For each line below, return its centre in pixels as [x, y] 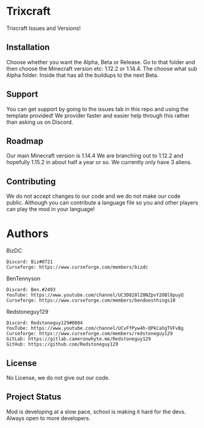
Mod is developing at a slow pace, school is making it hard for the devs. [96, 412]
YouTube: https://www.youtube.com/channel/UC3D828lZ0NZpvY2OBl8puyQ [95, 295]
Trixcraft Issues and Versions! [44, 28]
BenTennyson [23, 278]
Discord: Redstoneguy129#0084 [45, 323]
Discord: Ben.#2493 [31, 290]
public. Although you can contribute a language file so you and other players [102, 203]
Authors [27, 234]
